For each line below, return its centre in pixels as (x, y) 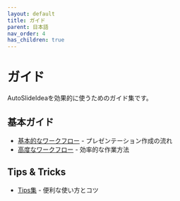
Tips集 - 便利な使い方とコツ (58, 190)
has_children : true (36, 40)
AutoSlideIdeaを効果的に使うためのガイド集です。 (80, 98)
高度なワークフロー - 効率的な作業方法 (73, 150)
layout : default (31, 14)
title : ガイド (26, 20)
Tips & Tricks (37, 172)
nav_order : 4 (26, 33)
